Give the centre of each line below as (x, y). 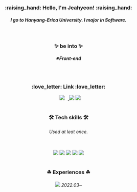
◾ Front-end (68, 58)
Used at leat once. (68, 132)
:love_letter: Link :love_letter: (68, 87)
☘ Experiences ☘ (68, 172)
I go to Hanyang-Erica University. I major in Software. (68, 20)
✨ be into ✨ (68, 46)
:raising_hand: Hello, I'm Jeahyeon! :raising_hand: (68, 8)
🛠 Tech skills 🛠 (68, 118)
